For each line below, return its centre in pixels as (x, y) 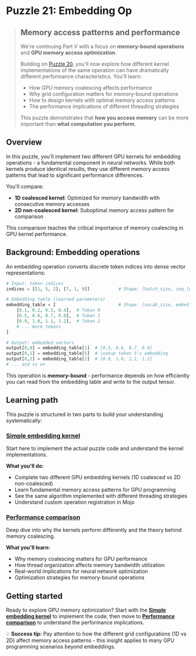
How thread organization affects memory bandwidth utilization (90, 565)
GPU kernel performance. (37, 234)
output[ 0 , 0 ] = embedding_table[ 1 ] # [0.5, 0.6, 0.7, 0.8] (79, 348)
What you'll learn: (28, 548)
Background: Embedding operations (73, 253)
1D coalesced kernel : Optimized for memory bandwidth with (87, 198)
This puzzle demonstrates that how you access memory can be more (104, 118)
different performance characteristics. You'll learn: (81, 76)
